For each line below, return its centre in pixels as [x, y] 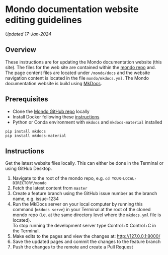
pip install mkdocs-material [36, 136]
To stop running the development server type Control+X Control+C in [84, 226]
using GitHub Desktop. [29, 169]
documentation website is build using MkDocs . [54, 83]
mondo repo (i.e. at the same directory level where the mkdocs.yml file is [87, 215]
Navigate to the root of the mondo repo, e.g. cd [61, 178]
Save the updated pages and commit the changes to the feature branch [87, 242]
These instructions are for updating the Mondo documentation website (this [83, 62]
